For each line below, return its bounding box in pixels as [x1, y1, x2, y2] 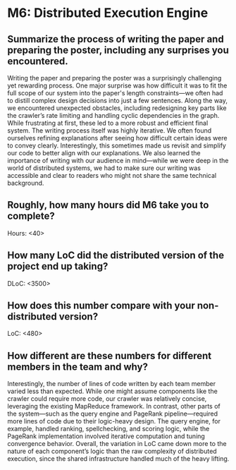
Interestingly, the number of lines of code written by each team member [7, 380, 216, 388]
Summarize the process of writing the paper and [7, 33, 224, 45]
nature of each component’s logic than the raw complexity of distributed [7, 447, 217, 456]
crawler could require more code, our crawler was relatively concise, [7, 394, 207, 403]
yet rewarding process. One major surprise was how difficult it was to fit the [7, 81, 228, 90]
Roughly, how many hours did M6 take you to [7, 199, 209, 211]
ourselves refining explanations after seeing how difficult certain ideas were [7, 134, 228, 142]
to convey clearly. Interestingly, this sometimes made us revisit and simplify [7, 141, 227, 150]
